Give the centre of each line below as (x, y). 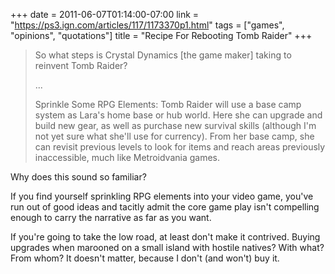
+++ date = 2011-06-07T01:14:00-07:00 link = (105, 14)
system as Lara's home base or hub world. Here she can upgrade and (178, 115)
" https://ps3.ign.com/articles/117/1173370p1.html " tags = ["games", (147, 25)
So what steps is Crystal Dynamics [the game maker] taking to (163, 55)
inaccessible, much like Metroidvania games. (127, 157)
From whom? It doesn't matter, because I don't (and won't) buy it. (145, 258)
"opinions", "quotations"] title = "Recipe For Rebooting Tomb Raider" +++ (161, 35)
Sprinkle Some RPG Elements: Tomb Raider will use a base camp (168, 104)
